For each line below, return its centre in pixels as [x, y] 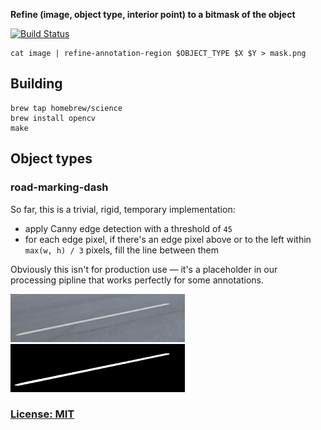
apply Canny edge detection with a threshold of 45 [128, 228]
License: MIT [42, 414]
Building [36, 84]
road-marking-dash [59, 187]
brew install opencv [53, 118]
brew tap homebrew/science [66, 108]
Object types [51, 159]
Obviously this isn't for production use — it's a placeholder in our [144, 269]
